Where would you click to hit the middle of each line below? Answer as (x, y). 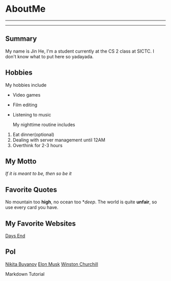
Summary (21, 39)
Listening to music (32, 114)
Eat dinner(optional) (33, 134)
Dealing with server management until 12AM (59, 140)
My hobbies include (26, 85)
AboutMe (25, 9)
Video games (26, 95)
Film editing (25, 105)
